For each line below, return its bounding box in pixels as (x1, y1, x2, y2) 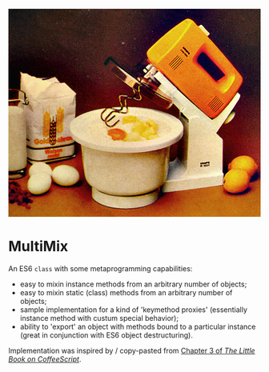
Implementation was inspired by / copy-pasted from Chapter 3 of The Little (8, 346, 255, 355)
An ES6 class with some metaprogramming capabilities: (8, 263, 193, 273)
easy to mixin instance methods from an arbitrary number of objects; (19, 279, 247, 289)
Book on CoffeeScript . (8, 354, 82, 364)
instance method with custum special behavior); (19, 313, 179, 322)
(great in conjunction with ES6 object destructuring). (19, 330, 194, 340)
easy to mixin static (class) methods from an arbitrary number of (19, 287, 233, 297)
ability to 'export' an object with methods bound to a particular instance (19, 322, 256, 331)
